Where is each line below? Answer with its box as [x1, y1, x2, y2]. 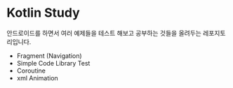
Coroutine [16, 66, 46, 75]
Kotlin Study [6, 5, 80, 21]
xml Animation [16, 73, 59, 82]
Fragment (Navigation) [16, 51, 82, 60]
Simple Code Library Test [16, 59, 91, 67]
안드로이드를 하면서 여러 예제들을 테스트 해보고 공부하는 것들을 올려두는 [6, 29, 201, 37]
